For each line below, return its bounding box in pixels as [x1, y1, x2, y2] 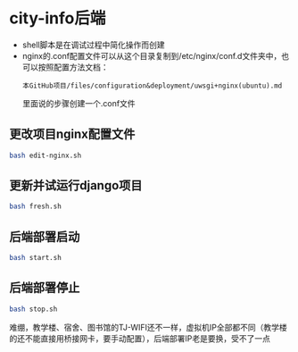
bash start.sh [9, 254, 62, 263]
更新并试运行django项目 [9, 178, 143, 193]
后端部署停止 [9, 281, 80, 296]
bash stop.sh [9, 305, 58, 314]
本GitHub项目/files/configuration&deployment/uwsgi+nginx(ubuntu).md [21, 81, 283, 90]
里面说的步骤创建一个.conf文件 [21, 97, 136, 108]
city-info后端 [9, 8, 106, 29]
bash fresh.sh [9, 202, 62, 211]
